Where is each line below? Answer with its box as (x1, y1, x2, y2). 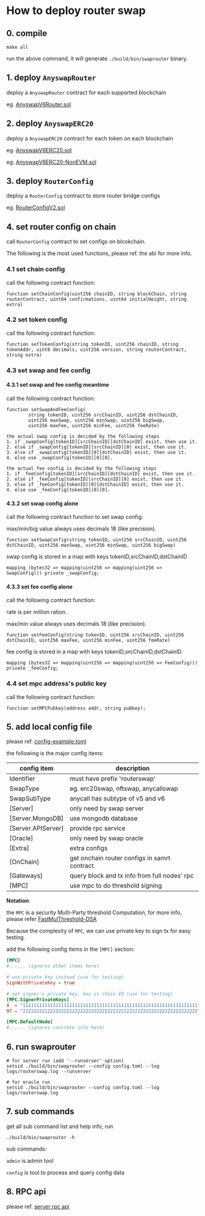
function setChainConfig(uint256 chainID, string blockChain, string (6, 291, 187, 297)
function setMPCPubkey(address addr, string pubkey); (6, 705, 146, 711)
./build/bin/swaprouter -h (6, 1134, 75, 1140)
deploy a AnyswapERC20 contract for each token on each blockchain (6, 134, 174, 142)
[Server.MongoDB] (9, 814, 64, 822)
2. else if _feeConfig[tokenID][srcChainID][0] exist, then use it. (6, 476, 184, 482)
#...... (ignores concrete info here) (6, 1025, 105, 1031)
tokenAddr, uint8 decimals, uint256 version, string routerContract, (6, 346, 187, 353)
